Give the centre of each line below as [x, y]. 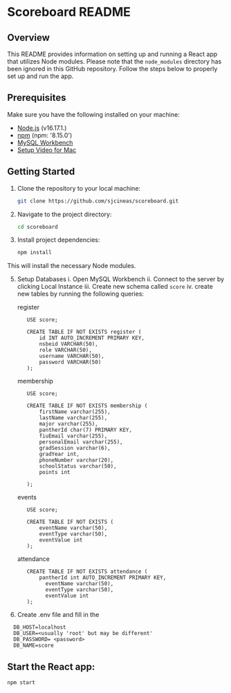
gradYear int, [59, 454]
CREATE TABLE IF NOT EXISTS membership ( [87, 406]
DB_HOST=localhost [40, 627]
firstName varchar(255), [75, 412]
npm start [21, 683]
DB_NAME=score [34, 646]
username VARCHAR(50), [72, 357]
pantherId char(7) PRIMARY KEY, [86, 430]
